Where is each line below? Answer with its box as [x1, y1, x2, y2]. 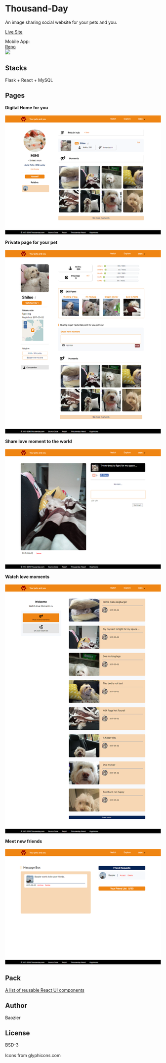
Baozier [5, 1015, 21, 1020]
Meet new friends [5, 838, 42, 844]
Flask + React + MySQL [5, 77, 53, 83]
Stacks [5, 64, 27, 72]
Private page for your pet [5, 239, 58, 245]
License [5, 1029, 30, 1037]
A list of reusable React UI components [5, 987, 85, 993]
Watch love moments [5, 574, 50, 580]
